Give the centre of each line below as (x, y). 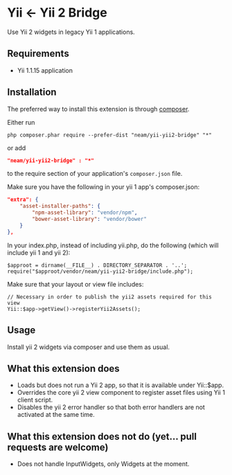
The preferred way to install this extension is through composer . (98, 109)
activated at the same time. (56, 415)
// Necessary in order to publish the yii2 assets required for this (110, 297)
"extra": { (23, 200)
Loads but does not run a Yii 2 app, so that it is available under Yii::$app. (120, 385)
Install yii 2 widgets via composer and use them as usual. (89, 347)
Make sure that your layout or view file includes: (75, 284)
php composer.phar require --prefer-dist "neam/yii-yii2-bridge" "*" (110, 135)
